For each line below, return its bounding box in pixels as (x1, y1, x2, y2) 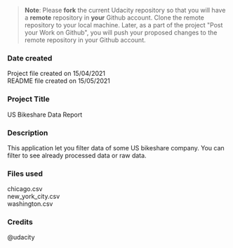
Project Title (7, 94, 51, 104)
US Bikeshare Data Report (7, 110, 83, 119)
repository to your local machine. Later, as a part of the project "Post (24, 21, 223, 29)
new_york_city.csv (7, 192, 60, 201)
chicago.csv (7, 185, 43, 193)
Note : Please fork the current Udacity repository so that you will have (24, 6, 226, 14)
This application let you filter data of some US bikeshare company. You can (7, 143, 225, 152)
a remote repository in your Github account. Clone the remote (24, 13, 205, 22)
